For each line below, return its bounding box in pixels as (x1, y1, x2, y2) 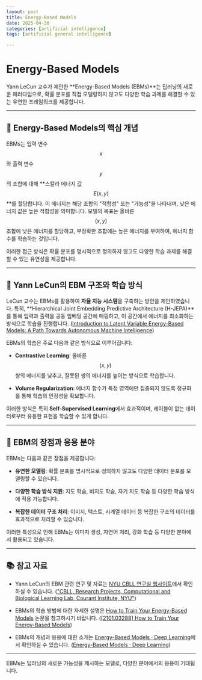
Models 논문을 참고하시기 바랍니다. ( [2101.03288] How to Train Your (14, 614, 179, 622)
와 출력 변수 (6, 160, 34, 167)
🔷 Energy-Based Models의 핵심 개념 (6, 123, 138, 133)
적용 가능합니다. (21, 495, 59, 502)
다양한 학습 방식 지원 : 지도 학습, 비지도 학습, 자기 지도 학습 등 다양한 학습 (14, 487, 184, 495)
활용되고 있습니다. (12, 536, 55, 543)
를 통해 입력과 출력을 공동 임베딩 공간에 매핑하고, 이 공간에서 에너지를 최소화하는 (6, 312, 194, 320)
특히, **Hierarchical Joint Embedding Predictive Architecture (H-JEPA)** (14, 304, 195, 312)
